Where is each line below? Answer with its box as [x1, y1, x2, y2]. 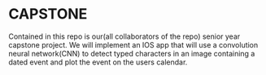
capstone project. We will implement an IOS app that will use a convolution [8, 40, 259, 49]
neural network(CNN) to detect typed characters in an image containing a [8, 48, 255, 58]
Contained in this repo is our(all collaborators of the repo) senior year [8, 31, 241, 41]
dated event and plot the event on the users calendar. [8, 57, 188, 67]
